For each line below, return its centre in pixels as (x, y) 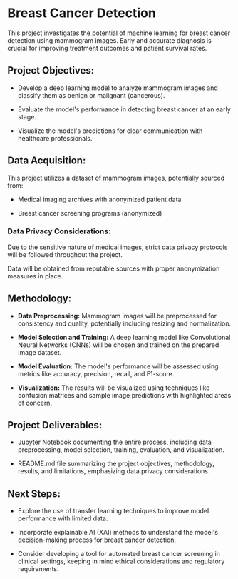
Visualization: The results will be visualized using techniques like (114, 388)
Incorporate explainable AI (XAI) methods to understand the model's (118, 533)
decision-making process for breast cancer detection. (97, 540)
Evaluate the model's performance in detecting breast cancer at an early (124, 109)
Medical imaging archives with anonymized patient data (99, 199)
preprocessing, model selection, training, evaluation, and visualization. (121, 450)
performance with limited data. (63, 518)
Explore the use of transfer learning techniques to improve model (113, 511)
